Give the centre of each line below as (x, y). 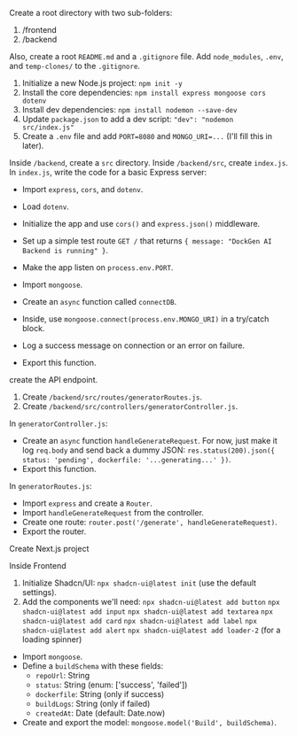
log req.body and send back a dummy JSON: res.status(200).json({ (148, 450)
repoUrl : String (63, 675)
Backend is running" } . (65, 250)
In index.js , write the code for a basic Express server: (108, 172)
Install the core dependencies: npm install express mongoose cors (144, 93)
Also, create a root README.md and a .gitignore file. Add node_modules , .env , (146, 56)
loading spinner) (52, 639)
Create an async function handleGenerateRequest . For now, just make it (149, 441)
